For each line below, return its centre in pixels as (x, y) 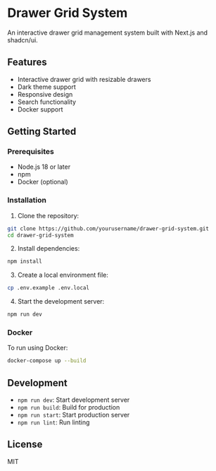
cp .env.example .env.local (49, 288)
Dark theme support (46, 87)
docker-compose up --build (47, 361)
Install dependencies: (49, 249)
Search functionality (46, 102)
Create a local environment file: (63, 275)
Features (27, 62)
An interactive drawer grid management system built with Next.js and (108, 32)
